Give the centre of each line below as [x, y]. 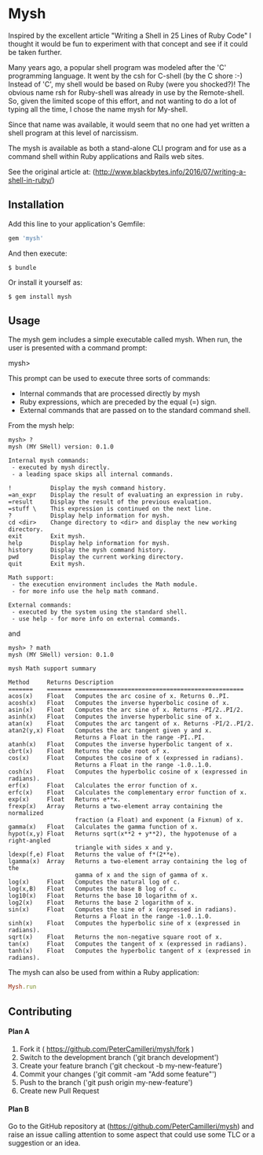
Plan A [19, 1031]
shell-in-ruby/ [30, 180]
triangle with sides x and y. [124, 848]
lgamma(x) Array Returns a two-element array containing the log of [128, 862]
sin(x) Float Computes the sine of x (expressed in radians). [122, 910]
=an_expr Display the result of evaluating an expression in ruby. [126, 495]
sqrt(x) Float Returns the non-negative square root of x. [115, 937]
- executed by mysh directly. [61, 468]
